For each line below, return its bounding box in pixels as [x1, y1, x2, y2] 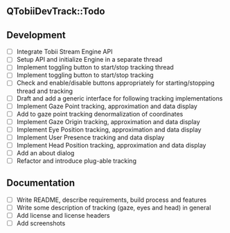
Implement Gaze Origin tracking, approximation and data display [16, 117, 200, 126]
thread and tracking [16, 87, 73, 95]
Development [6, 29, 67, 41]
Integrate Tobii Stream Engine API [16, 48, 113, 56]
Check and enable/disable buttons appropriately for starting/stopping [16, 79, 215, 87]
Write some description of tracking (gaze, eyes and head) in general [16, 203, 211, 212]
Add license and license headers [16, 212, 110, 220]
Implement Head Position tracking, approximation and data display [16, 141, 206, 149]
